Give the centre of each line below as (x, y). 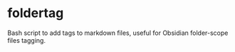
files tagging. (27, 40)
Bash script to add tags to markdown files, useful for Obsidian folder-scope (118, 33)
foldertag (36, 13)
